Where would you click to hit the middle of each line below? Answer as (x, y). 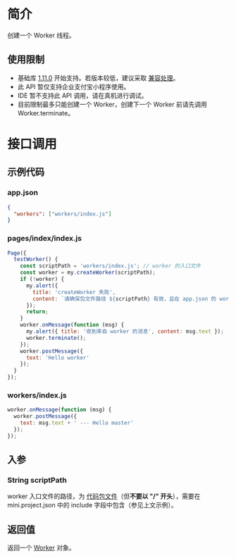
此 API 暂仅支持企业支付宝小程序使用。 (74, 87)
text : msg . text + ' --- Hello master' (77, 423)
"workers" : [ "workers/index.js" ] (63, 214)
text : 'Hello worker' (58, 357)
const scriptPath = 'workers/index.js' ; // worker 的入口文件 (110, 266)
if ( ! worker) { (42, 279)
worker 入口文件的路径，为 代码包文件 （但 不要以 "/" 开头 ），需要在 (104, 496)
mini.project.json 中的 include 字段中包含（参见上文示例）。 (92, 505)
